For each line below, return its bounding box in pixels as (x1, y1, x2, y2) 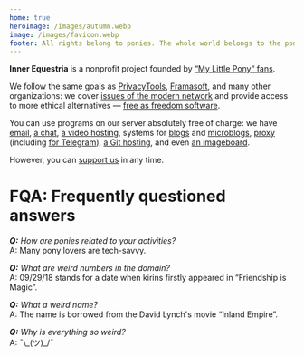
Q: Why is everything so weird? (9, 327, 127, 338)
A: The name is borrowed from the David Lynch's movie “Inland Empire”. (9, 309, 279, 320)
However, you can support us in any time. (9, 155, 165, 166)
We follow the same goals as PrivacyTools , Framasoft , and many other (9, 81, 271, 91)
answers (9, 206, 76, 226)
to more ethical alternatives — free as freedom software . (9, 101, 221, 111)
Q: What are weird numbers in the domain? (9, 263, 170, 274)
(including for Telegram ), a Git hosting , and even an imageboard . (9, 137, 251, 148)
